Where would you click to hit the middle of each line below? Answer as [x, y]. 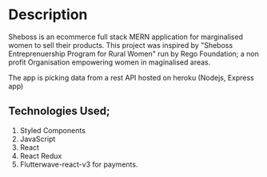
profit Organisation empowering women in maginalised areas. [110, 62]
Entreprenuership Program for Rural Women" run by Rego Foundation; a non [134, 53]
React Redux [41, 155]
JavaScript [38, 139]
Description [48, 15]
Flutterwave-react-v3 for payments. [79, 164]
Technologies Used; [59, 111]
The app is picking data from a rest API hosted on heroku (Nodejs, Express [131, 77]
